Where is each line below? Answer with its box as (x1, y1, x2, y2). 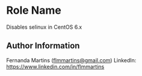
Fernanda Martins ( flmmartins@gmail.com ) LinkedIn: (6, 56, 137, 63)
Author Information (6, 41, 80, 51)
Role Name (6, 4, 61, 17)
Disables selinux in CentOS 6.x (6, 23, 82, 31)
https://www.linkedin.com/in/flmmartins (6, 63, 105, 70)
